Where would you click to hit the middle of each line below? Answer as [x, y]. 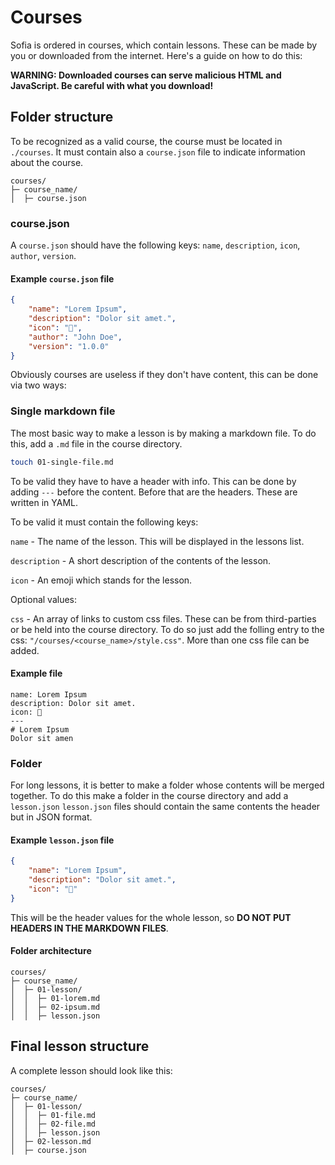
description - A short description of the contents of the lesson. [141, 560]
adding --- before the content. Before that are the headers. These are [154, 492]
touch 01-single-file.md [62, 462]
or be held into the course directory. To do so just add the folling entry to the [167, 629]
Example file [36, 673]
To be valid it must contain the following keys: [104, 522]
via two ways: [38, 385]
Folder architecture [51, 951]
